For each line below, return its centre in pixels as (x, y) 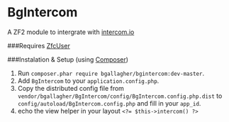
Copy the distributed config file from (71, 88)
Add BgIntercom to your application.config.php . (88, 81)
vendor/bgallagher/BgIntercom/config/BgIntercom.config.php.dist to (120, 96)
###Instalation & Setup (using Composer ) (68, 59)
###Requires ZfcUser (39, 45)
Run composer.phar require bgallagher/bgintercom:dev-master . (111, 73)
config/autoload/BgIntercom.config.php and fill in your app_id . (109, 103)
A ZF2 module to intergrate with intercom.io (71, 32)
